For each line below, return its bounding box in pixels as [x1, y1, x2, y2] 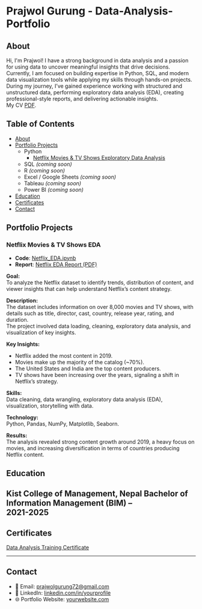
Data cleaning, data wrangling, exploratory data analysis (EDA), [6, 396, 163, 403]
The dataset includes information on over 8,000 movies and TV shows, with [6, 303, 194, 310]
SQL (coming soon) [23, 161, 72, 168]
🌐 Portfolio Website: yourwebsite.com [14, 595, 109, 602]
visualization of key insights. [6, 329, 76, 336]
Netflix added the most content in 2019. [14, 352, 113, 359]
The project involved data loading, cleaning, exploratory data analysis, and [6, 322, 191, 329]
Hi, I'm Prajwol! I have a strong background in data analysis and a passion [6, 57, 189, 64]
